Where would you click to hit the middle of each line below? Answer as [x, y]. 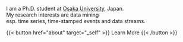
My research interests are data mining [53, 15]
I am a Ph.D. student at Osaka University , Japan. [65, 9]
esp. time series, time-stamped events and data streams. [76, 21]
